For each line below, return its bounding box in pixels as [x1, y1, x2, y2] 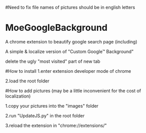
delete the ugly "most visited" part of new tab [5, 58, 100, 64]
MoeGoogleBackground [5, 22, 108, 33]
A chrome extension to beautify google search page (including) [5, 38, 138, 45]
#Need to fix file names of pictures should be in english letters [5, 5, 135, 10]
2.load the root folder [5, 78, 50, 84]
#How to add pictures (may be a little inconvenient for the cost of [5, 87, 141, 94]
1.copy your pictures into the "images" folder [5, 103, 99, 109]
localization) [5, 93, 31, 99]
